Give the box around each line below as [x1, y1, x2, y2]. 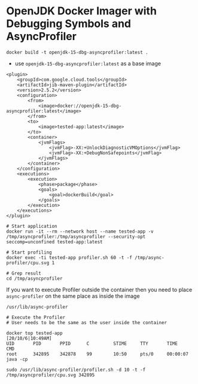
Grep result [11, 270, 42, 276]
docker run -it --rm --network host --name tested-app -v [6, 228, 154, 234]
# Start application [6, 223, 58, 229]
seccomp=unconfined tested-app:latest [6, 239, 103, 245]
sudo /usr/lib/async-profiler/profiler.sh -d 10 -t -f [6, 367, 146, 373]
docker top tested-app [6, 330, 63, 336]
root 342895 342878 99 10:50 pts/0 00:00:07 [6, 351, 188, 357]
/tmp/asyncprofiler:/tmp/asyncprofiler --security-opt [6, 233, 146, 240]
